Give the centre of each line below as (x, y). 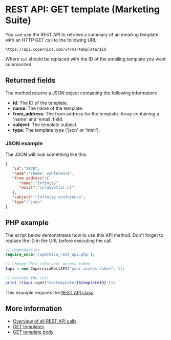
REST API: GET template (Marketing (83, 9)
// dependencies (23, 250)
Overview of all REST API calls (45, 321)
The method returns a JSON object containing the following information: (81, 93)
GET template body (33, 332)
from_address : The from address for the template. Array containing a (86, 113)
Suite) (18, 20)
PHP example (27, 223)
